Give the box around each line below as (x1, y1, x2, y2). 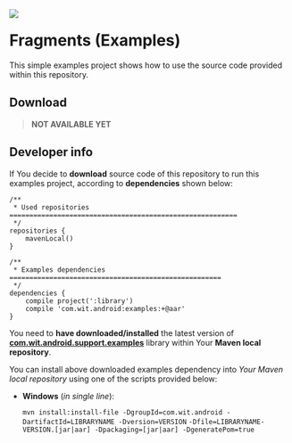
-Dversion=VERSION (118, 417, 188, 426)
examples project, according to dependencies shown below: (9, 177, 234, 188)
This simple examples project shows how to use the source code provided (9, 60, 283, 70)
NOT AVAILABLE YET (30, 119, 112, 129)
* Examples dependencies (13, 265, 105, 275)
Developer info (9, 144, 94, 160)
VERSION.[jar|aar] (21, 425, 91, 434)
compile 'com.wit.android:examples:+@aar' (25, 304, 186, 313)
